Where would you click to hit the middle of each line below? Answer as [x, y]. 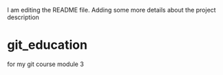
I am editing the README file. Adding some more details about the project [111, 10]
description [23, 17]
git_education [47, 45]
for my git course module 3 [45, 64]
